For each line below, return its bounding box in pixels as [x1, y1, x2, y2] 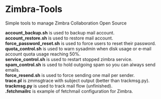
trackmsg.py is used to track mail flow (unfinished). [5, 82, 113, 88]
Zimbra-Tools [5, 3, 63, 15]
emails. [5, 66, 20, 73]
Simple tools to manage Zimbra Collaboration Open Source [5, 20, 127, 26]
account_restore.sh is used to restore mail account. [5, 35, 113, 41]
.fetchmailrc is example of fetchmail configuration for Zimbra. [5, 88, 133, 94]
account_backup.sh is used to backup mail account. [5, 29, 115, 35]
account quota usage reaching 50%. [5, 51, 81, 57]
